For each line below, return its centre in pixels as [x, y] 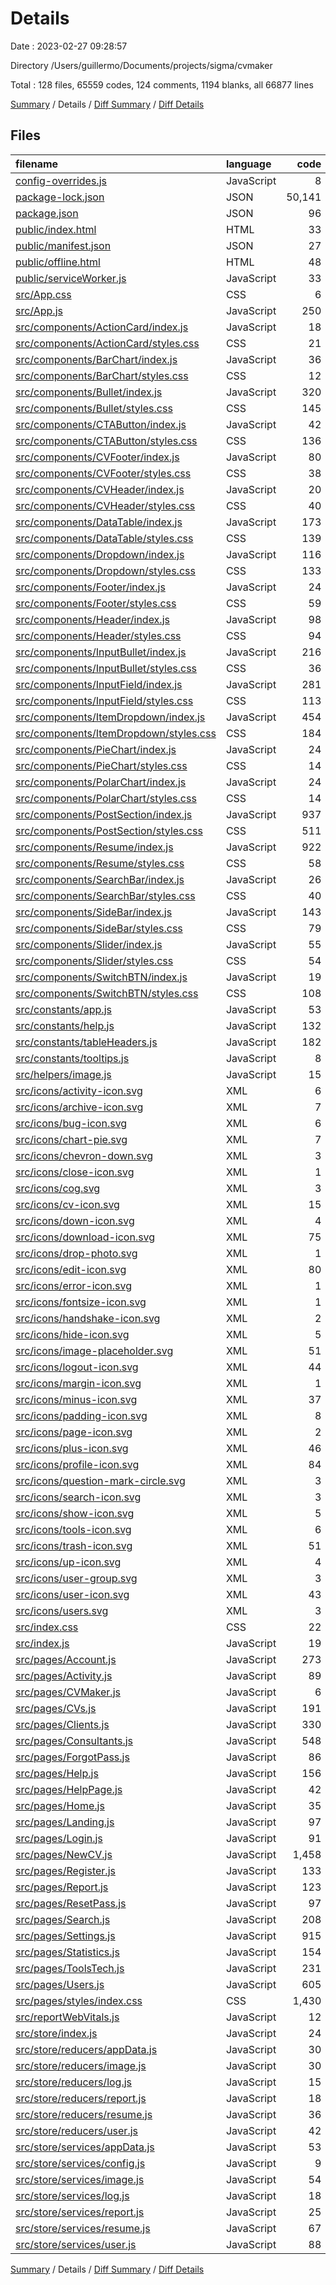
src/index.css [47, 1627]
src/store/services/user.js [76, 2244]
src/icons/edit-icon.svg [71, 1269]
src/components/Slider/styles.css [94, 960]
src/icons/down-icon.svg [75, 1220]
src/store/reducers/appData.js [86, 2049]
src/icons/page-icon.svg [74, 1432]
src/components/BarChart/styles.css [102, 375]
